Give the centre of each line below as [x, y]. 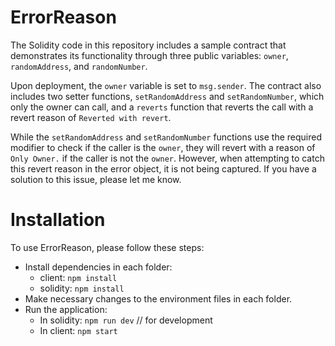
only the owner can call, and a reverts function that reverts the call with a [162, 107]
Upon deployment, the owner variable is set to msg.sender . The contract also [166, 85]
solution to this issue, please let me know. [96, 179]
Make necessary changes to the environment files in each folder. [158, 298]
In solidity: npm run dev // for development [126, 320]
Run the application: [66, 309]
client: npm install [78, 277]
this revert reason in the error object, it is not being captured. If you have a [163, 168]
